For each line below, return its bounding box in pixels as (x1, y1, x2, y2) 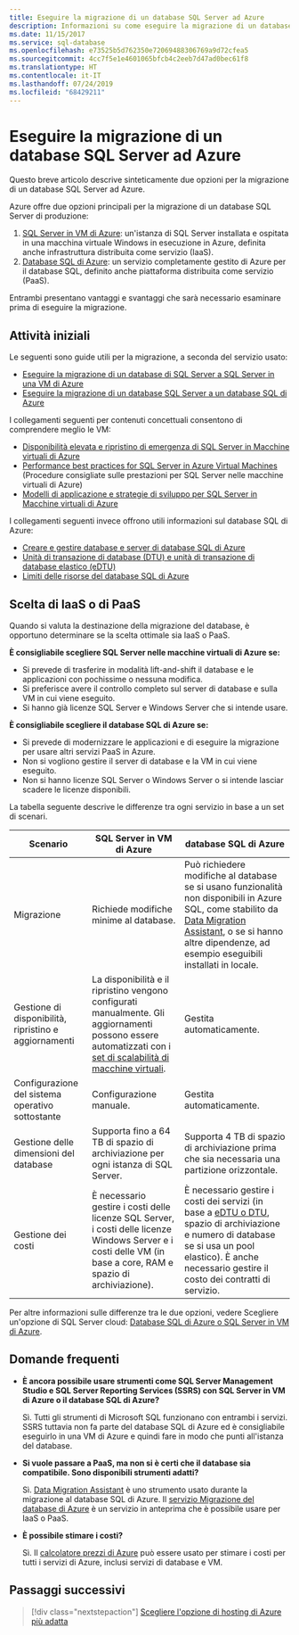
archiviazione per (92, 1147, 165, 1160)
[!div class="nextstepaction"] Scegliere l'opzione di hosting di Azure (30, 1606, 282, 1617)
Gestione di (13, 1001, 62, 1013)
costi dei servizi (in (183, 1195, 264, 1208)
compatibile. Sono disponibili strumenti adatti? (21, 1466, 199, 1477)
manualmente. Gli (92, 1007, 165, 1020)
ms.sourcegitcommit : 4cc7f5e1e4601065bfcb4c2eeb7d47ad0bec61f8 (9, 54, 249, 63)
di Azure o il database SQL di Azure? (21, 1394, 160, 1405)
